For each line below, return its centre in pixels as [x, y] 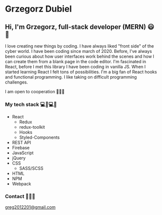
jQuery [19, 158]
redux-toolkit [32, 127]
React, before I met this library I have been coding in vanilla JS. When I [75, 67]
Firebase [21, 148]
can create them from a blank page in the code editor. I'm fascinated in [76, 61]
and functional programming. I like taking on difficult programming [71, 77]
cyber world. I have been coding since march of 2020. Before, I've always [79, 51]
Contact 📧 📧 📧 [20, 197]
